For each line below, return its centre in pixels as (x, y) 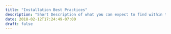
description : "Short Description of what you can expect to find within (84, 14)
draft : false (19, 24)
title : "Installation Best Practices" (46, 10)
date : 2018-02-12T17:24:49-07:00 (41, 19)
